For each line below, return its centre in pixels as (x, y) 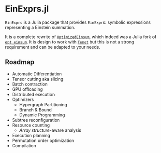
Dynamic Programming (42, 115)
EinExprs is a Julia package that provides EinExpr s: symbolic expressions (78, 22)
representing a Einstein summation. (40, 27)
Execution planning (31, 135)
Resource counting (31, 125)
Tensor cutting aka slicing (38, 79)
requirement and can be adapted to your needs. (53, 47)
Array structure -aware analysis (50, 130)
